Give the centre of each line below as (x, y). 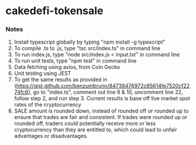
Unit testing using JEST (43, 73)
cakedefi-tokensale (55, 11)
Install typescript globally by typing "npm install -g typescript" (90, 42)
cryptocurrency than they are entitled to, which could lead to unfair (96, 130)
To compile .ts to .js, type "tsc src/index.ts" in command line (87, 48)
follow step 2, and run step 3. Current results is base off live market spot (102, 98)
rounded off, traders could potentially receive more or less (85, 123)
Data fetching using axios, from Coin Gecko (67, 67)
